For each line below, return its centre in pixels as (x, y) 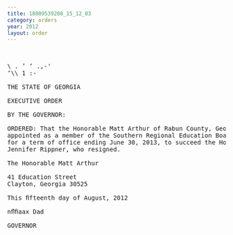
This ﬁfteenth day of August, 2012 (68, 198)
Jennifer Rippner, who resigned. (64, 149)
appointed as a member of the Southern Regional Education (110, 136)
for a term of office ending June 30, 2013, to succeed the (112, 142)
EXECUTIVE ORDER (35, 101)
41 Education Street (42, 177)
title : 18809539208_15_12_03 (49, 14)
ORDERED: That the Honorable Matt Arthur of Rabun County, (110, 129)
